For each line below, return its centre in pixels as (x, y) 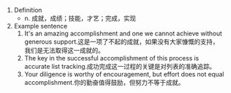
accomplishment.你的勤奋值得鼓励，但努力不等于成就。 (104, 82)
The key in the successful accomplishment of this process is (112, 58)
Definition (28, 10)
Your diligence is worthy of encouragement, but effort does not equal (124, 74)
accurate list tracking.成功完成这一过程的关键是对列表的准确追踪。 (120, 66)
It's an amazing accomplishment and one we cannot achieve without (123, 33)
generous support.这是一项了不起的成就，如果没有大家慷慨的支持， (121, 42)
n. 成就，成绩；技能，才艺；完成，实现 (80, 18)
